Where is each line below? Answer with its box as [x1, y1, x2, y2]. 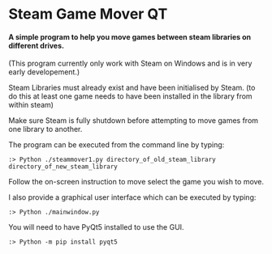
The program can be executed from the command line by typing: [8, 140, 225, 150]
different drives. [8, 40, 65, 50]
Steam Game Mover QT [8, 5, 168, 23]
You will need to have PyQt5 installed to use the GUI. [8, 222, 184, 232]
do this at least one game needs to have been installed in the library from [8, 91, 253, 101]
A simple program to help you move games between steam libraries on [8, 32, 252, 41]
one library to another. [8, 125, 83, 134]
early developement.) [8, 67, 80, 77]
